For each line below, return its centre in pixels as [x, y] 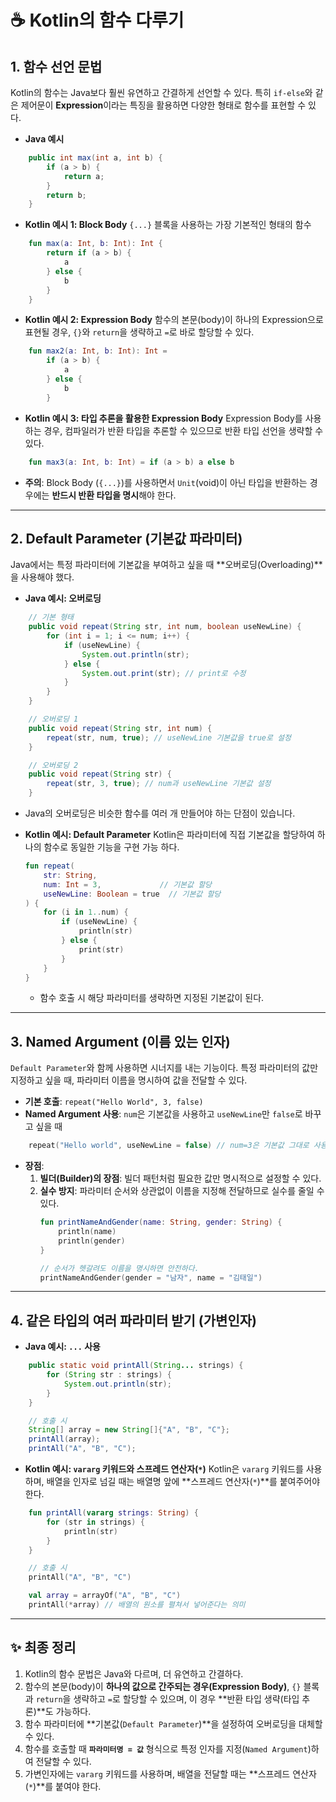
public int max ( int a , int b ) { [95, 158]
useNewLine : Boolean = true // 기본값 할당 [132, 894]
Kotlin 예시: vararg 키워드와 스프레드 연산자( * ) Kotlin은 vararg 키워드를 [164, 1469]
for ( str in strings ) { [95, 1522]
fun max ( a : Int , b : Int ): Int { [95, 244]
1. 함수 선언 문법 [56, 66]
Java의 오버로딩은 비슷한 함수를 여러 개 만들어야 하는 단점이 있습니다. [160, 813]
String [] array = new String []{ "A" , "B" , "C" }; [129, 1430]
